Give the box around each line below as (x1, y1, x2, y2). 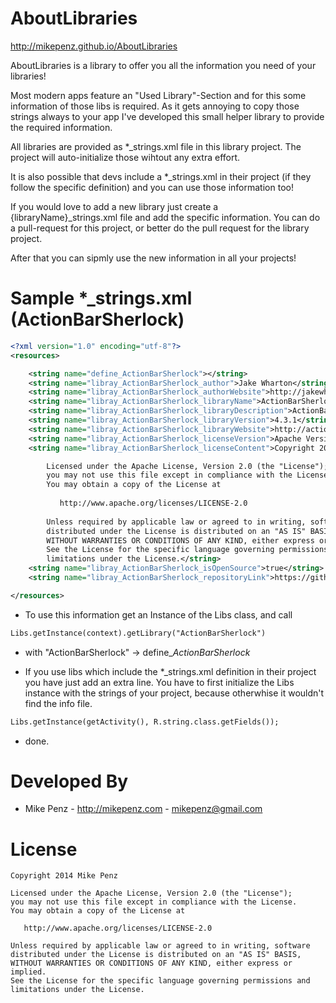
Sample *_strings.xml (10, 287, 193, 310)
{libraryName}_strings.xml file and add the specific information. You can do (10, 211, 321, 223)
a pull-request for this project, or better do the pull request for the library (10, 222, 310, 234)
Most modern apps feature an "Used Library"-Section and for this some (10, 89, 307, 101)
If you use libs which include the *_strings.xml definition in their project (24, 665, 317, 677)
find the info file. (24, 697, 93, 709)
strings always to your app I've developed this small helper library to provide (10, 110, 325, 122)
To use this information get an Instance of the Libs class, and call (24, 608, 293, 621)
